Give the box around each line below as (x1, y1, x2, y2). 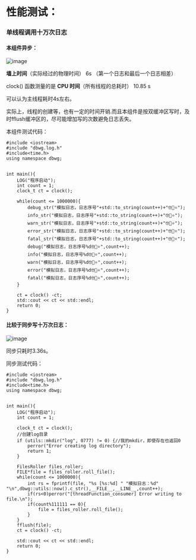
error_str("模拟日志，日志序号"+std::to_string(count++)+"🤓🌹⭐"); (27, 228, 186, 234)
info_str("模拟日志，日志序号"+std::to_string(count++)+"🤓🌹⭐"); (27, 213, 183, 219)
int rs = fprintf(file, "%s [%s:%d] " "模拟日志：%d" (27, 480, 159, 486)
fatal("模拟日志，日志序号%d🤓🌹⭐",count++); (27, 275, 130, 281)
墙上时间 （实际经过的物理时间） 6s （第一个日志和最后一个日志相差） (6, 70, 176, 77)
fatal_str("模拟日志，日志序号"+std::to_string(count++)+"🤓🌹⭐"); (27, 236, 186, 242)
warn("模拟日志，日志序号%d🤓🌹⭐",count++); (27, 260, 128, 266)
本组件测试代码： (6, 128, 48, 135)
